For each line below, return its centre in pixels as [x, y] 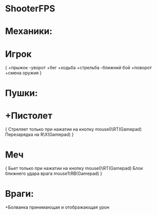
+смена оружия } [23, 73]
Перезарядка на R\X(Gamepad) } [39, 135]
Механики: [29, 31]
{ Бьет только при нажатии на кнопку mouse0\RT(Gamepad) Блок [74, 168]
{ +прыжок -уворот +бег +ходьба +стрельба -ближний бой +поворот [78, 68]
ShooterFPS [30, 9]
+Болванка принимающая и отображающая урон [57, 207]
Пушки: [21, 93]
